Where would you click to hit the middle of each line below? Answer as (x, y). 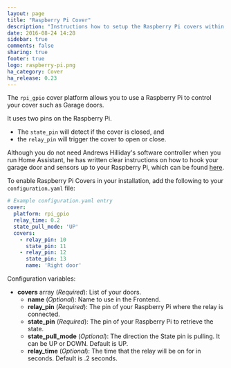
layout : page (26, 14)
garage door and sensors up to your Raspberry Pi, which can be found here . (116, 168)
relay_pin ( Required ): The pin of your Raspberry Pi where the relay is (125, 307)
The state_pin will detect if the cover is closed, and (91, 132)
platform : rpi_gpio (41, 214)
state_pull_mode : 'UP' (46, 227)
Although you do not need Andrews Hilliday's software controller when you (114, 152)
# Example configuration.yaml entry (60, 201)
